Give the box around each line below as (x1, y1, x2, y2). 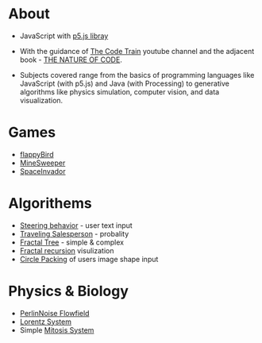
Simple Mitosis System (19, 325, 94, 334)
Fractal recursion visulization (19, 245, 114, 255)
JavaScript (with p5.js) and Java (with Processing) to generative (19, 79, 230, 88)
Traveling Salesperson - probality (19, 229, 129, 238)
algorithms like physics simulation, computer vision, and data (19, 87, 220, 96)
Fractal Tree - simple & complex (19, 237, 125, 247)
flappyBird (19, 149, 54, 159)
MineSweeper (19, 158, 66, 168)
